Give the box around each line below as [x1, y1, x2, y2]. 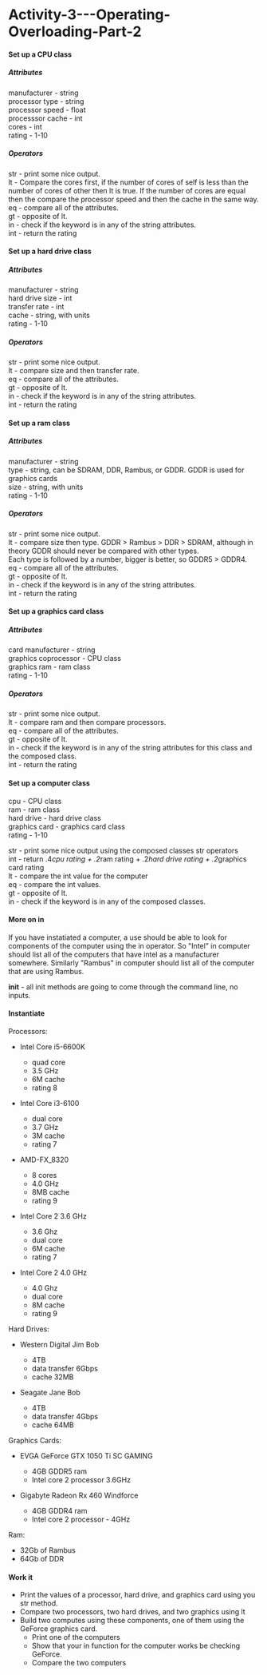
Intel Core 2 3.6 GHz [19, 1211, 88, 1220]
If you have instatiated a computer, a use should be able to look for [8, 933, 227, 942]
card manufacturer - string [8, 645, 96, 654]
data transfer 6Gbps [31, 1363, 98, 1373]
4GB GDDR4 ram [31, 1506, 88, 1515]
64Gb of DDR [19, 1554, 65, 1563]
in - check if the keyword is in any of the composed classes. [8, 897, 206, 906]
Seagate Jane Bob [19, 1387, 81, 1397]
